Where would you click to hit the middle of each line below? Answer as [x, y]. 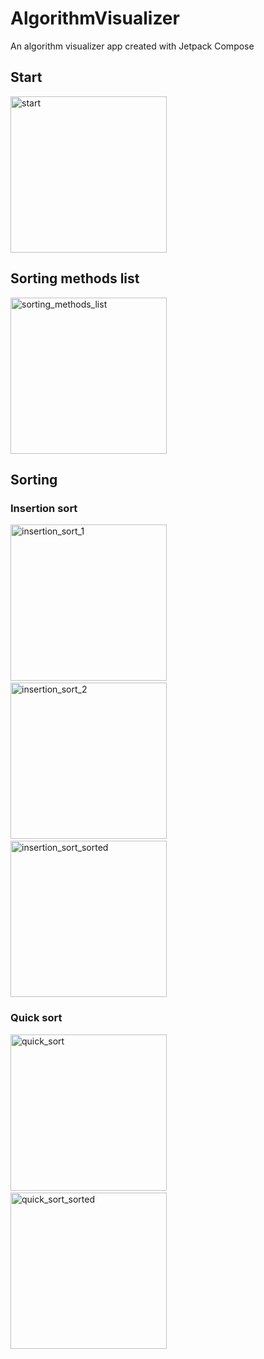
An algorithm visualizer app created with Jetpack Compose [132, 46]
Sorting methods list [75, 278]
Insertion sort [44, 508]
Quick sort [36, 1018]
